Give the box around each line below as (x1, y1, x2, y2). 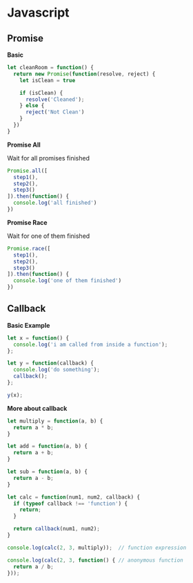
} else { (19, 102, 45, 109)
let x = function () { (7, 334, 70, 342)
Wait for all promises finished (7, 154, 90, 162)
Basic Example (7, 321, 50, 329)
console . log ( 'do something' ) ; (13, 367, 100, 373)
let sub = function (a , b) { (7, 468, 88, 475)
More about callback (7, 404, 68, 412)
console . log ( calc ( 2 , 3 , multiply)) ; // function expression (7, 544, 187, 551)
